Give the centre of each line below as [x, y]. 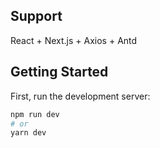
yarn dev [28, 133]
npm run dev [35, 114]
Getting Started [59, 72]
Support [36, 16]
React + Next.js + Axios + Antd [74, 40]
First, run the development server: [80, 96]
